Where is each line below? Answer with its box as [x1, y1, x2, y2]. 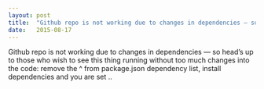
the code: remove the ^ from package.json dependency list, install [8, 64, 222, 73]
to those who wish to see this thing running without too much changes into [8, 55, 250, 65]
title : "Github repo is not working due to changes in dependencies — [8, 19, 247, 27]
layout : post [8, 11, 51, 20]
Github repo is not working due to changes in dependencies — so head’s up [8, 48, 254, 57]
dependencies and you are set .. [8, 72, 112, 82]
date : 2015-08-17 [8, 26, 72, 34]
